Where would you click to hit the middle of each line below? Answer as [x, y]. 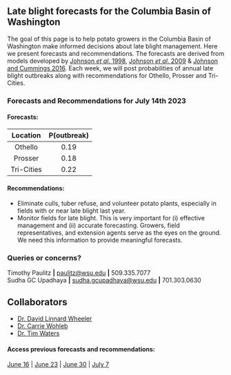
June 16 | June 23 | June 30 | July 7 [58, 365]
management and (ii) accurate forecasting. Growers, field [99, 225]
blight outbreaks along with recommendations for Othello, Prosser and [107, 75]
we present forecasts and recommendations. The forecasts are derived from [116, 53]
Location [26, 135]
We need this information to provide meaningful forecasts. [100, 240]
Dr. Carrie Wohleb [42, 326]
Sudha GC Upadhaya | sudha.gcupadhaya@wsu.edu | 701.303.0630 [104, 280]
